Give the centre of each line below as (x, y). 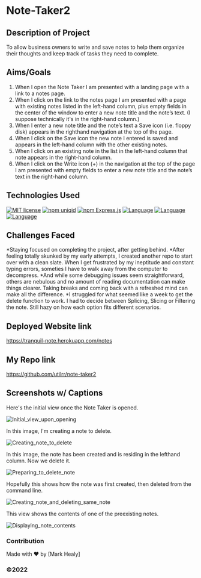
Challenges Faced (40, 235)
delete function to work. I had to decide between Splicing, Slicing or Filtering (101, 301)
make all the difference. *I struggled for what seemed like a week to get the (100, 294)
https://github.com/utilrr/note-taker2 (51, 374)
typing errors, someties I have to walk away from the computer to (87, 269)
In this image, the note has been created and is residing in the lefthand (93, 454)
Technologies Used (43, 195)
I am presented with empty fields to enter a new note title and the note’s (103, 170)
